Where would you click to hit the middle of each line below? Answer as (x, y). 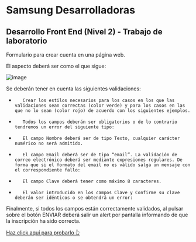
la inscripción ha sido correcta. (43, 221)
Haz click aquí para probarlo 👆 (43, 233)
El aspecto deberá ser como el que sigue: (56, 66)
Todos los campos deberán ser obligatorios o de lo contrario (100, 122)
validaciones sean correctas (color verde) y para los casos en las (100, 106)
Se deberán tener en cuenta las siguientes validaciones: (74, 89)
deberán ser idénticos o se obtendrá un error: (73, 198)
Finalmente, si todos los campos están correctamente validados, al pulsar (95, 208)
